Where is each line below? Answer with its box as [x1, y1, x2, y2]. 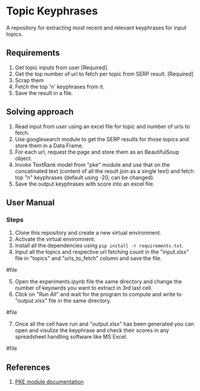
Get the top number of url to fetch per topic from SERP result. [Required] [14, 70, 193, 77]
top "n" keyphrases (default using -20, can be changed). [14, 174, 154, 181]
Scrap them [14, 76, 44, 83]
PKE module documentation [14, 378, 84, 386]
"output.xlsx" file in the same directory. [14, 297, 112, 305]
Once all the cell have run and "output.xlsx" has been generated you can [14, 320, 195, 328]
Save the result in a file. [14, 89, 73, 97]
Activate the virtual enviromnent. [14, 235, 96, 243]
